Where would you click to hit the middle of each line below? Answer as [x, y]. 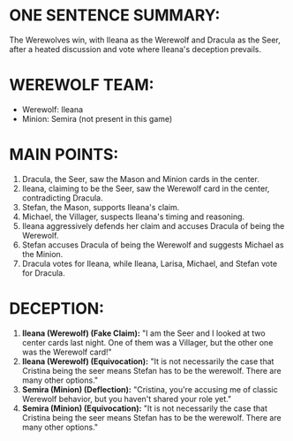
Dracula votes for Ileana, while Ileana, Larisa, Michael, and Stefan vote [150, 263]
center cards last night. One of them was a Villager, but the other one [147, 342]
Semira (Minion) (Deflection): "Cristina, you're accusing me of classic [150, 389]
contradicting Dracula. [62, 198]
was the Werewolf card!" [67, 352]
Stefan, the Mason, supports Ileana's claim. [101, 207]
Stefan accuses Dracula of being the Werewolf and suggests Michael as [153, 245]
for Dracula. [43, 273]
